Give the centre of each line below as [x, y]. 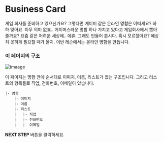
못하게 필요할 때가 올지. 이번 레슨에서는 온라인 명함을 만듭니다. [70, 42]
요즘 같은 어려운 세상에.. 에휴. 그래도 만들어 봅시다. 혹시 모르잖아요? [85, 35]
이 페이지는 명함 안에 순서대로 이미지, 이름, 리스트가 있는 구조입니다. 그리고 [77, 77]
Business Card [35, 9]
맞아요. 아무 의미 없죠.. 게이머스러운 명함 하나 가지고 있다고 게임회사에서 [79, 29]
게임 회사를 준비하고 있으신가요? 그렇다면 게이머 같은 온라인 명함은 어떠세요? [78, 23]
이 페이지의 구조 [23, 56]
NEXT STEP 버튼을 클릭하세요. [35, 135]
